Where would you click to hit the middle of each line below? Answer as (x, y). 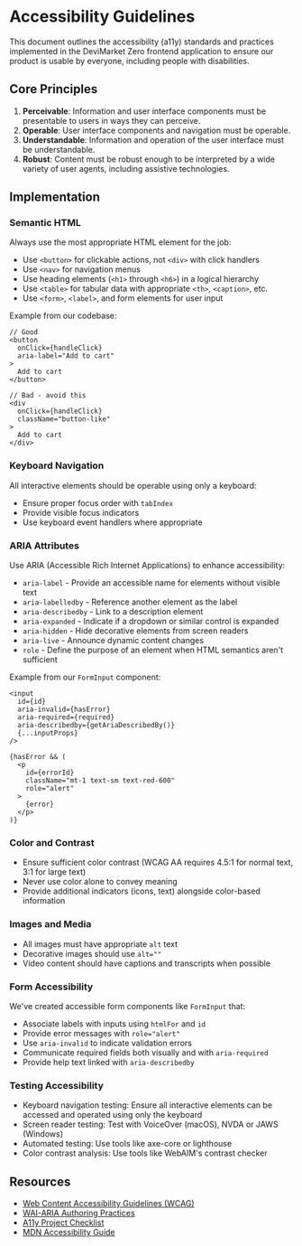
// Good (24, 333)
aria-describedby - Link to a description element (113, 612)
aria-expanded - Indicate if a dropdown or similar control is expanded (151, 622)
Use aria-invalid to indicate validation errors (107, 1043)
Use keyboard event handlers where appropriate (112, 522)
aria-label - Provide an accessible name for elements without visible (151, 583)
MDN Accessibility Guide (69, 1232)
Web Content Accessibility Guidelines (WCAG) (109, 1204)
